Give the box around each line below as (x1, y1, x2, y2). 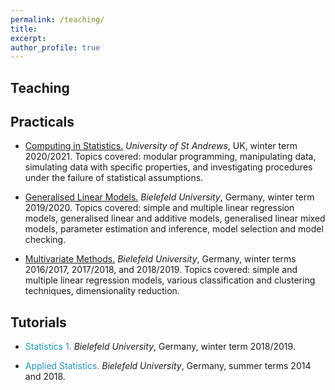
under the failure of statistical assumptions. (24, 172, 204, 184)
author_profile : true (10, 42, 101, 53)
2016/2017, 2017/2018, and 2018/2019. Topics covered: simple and (24, 264, 298, 276)
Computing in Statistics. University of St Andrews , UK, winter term (24, 140, 298, 152)
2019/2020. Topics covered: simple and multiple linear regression (24, 202, 295, 214)
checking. (24, 234, 67, 246)
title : (10, 24, 38, 34)
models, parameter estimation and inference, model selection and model (24, 223, 324, 235)
